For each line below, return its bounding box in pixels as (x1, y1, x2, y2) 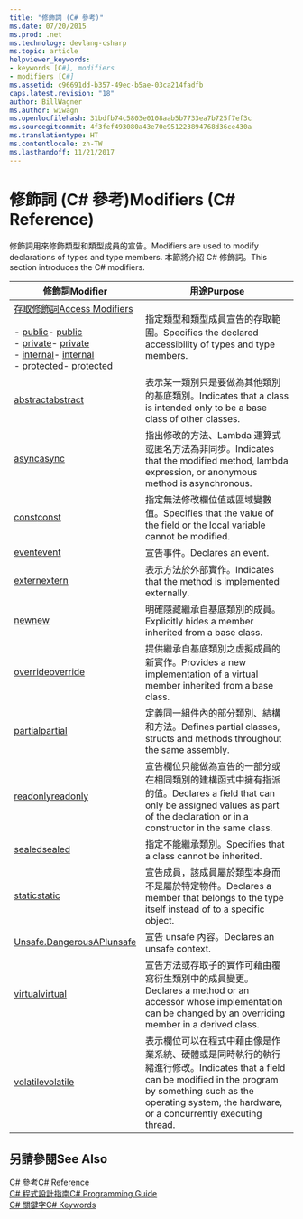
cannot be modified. (144, 530, 231, 542)
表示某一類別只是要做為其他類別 (144, 376, 281, 389)
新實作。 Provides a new (144, 656, 246, 669)
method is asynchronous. (144, 476, 252, 489)
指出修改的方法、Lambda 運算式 (144, 428, 281, 441)
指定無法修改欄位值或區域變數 (144, 493, 272, 506)
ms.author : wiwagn (9, 106, 78, 115)
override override (14, 665, 86, 678)
